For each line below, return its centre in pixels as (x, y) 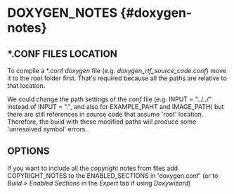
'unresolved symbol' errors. (47, 129)
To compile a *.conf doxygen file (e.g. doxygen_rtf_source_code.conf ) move (117, 71)
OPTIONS (28, 151)
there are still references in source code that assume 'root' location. (105, 114)
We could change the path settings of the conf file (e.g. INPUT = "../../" (110, 99)
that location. (26, 85)
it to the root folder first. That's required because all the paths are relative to (117, 78)
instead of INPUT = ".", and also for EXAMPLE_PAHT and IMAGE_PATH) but (116, 106)
